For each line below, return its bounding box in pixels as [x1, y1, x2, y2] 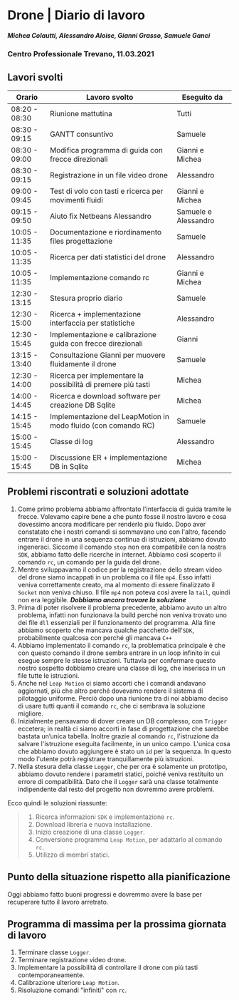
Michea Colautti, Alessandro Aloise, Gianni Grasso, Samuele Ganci [7, 31, 211, 39]
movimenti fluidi [49, 195, 103, 205]
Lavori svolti [7, 71, 63, 83]
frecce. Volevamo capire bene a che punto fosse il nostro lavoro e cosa [17, 512, 227, 520]
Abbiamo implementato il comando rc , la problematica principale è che [17, 641, 225, 649]
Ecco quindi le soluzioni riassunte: [7, 798, 107, 807]
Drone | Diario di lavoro [7, 7, 146, 24]
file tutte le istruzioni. [17, 671, 80, 680]
